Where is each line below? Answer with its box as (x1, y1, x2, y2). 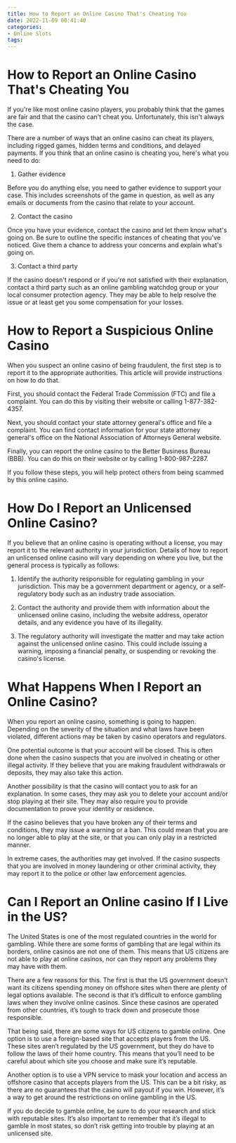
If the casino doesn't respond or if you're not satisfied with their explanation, (7, 276, 229, 284)
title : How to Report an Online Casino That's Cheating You (7, 10, 188, 18)
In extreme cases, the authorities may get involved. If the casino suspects (7, 854, 221, 863)
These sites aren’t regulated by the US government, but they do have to (7, 1042, 214, 1050)
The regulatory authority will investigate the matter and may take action (17, 631, 224, 640)
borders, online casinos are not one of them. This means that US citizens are (7, 947, 230, 956)
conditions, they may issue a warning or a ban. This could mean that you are (7, 825, 228, 834)
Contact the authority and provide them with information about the (17, 603, 210, 612)
